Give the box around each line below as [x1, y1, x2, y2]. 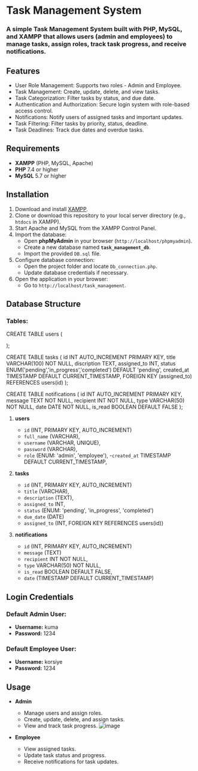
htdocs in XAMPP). [14, 218, 61, 225]
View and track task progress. [23, 722, 98, 730]
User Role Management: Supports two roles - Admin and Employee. [14, 81, 182, 89]
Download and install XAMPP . [14, 205, 89, 212]
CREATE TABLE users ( [6, 330, 63, 338]
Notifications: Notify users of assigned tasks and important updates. [14, 113, 184, 120]
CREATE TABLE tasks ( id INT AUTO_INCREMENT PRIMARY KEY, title [6, 353, 176, 361]
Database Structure [6, 298, 81, 309]
